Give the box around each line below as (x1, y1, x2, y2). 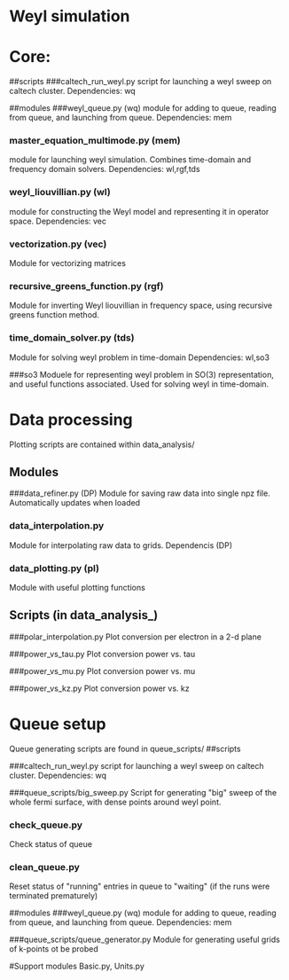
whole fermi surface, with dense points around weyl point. (9, 796, 222, 807)
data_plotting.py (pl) (9, 561, 100, 574)
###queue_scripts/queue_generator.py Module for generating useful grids (9, 934, 281, 945)
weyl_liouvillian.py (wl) (9, 186, 111, 199)
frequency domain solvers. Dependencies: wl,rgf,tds (9, 164, 201, 175)
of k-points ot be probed (9, 944, 99, 954)
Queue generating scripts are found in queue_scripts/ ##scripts (9, 743, 241, 754)
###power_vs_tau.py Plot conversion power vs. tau (9, 648, 196, 659)
